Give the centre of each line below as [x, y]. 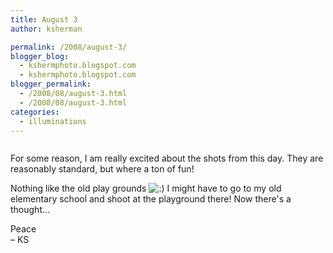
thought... [30, 210]
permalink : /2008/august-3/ [69, 47]
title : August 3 [44, 19]
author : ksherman [46, 29]
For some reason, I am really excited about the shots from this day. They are [167, 158]
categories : [35, 112]
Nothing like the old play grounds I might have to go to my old [146, 188]
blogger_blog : [40, 56]
